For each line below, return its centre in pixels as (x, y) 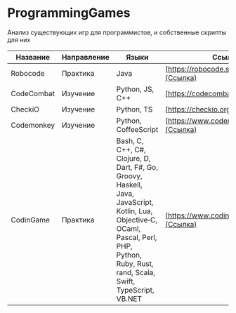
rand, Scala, (136, 272)
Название (33, 57)
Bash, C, (130, 140)
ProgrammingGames (69, 13)
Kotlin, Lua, (135, 211)
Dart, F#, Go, (137, 167)
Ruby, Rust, (135, 263)
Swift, (126, 281)
